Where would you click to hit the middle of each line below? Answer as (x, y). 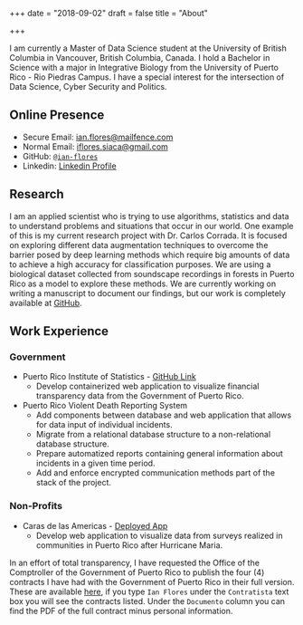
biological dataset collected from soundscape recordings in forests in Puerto (152, 274)
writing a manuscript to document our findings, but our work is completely (148, 293)
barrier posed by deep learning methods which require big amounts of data (150, 255)
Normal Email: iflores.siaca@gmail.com (95, 146)
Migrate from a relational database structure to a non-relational (153, 435)
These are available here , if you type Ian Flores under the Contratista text (149, 591)
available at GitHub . (46, 303)
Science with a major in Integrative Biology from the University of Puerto (144, 67)
